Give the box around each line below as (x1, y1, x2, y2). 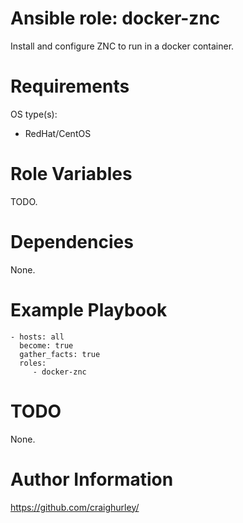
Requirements (10, 75, 130, 98)
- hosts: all (10, 332, 65, 342)
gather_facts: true (19, 349, 101, 359)
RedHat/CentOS (24, 127, 92, 139)
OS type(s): (10, 108, 58, 120)
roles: (19, 358, 47, 368)
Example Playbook (10, 298, 168, 321)
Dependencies (10, 231, 134, 253)
